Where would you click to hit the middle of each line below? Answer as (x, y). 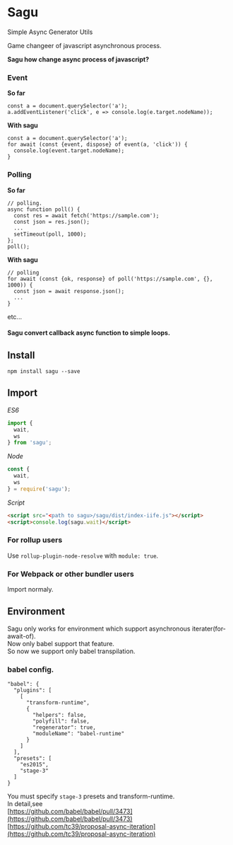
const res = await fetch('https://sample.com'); (86, 215)
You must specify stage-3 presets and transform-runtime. (91, 796)
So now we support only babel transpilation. (71, 651)
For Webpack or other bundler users (71, 574)
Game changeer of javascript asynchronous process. (85, 45)
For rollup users (35, 540)
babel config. (31, 669)
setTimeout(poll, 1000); (50, 234)
